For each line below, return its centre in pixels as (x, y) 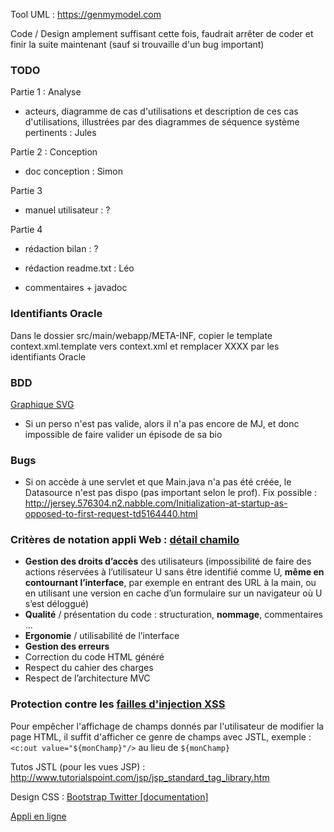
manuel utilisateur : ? (67, 210)
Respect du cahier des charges (89, 668)
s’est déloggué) (57, 604)
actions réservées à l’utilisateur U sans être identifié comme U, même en (174, 572)
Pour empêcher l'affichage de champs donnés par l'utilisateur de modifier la (167, 726)
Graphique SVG (42, 404)
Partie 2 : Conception (54, 152)
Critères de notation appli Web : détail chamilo (125, 540)
